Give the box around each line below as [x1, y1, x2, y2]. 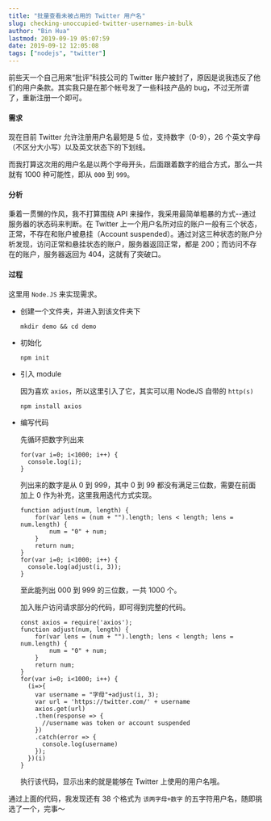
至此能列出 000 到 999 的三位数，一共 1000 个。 [19, 585, 181, 595]
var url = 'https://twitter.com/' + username [35, 697, 191, 705]
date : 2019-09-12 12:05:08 [8, 42, 99, 50]
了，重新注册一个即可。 [8, 93, 86, 102]
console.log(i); [27, 457, 82, 465]
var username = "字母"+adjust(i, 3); [35, 690, 160, 699]
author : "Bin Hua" [8, 27, 70, 35]
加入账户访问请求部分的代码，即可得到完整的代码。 [19, 602, 190, 612]
